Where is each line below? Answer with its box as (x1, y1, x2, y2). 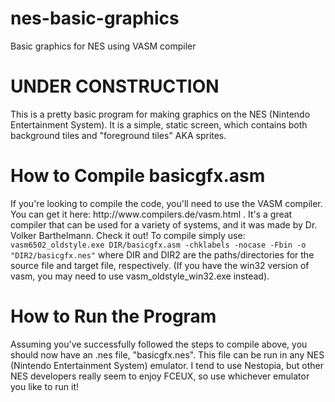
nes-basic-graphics (10, 7, 180, 30)
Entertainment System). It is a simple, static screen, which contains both (10, 118, 308, 131)
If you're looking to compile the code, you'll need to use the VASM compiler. (10, 197, 323, 209)
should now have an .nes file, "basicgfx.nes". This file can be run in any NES (10, 348, 325, 361)
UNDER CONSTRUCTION (10, 75, 220, 98)
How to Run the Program (10, 305, 217, 327)
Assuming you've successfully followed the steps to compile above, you (10, 338, 308, 350)
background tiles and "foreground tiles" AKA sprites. (10, 129, 227, 141)
